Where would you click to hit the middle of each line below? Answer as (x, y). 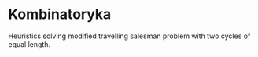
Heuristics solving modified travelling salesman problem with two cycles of (129, 36)
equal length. (29, 44)
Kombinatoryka (60, 14)
